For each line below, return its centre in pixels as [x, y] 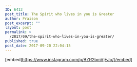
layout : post [18, 28]
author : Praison [21, 18]
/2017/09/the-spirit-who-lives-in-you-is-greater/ [62, 37]
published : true [21, 41]
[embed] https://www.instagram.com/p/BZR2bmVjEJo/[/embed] [69, 59]
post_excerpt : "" [23, 23]
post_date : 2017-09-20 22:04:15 [38, 46]
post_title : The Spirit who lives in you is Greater [60, 14]
